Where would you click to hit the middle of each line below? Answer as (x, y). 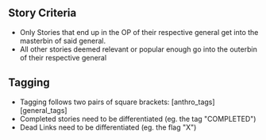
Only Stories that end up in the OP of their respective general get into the (139, 32)
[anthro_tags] (193, 102)
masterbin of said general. (62, 41)
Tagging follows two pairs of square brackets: (94, 102)
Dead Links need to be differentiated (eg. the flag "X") (108, 127)
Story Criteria (42, 13)
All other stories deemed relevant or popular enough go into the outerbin (139, 49)
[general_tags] (43, 110)
